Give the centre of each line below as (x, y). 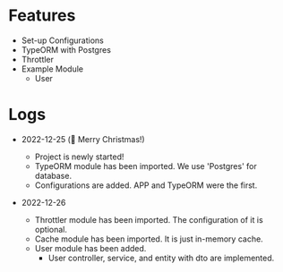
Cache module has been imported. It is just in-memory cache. (149, 239)
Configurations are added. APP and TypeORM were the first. (146, 185)
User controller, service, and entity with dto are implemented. (161, 258)
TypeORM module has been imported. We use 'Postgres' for (146, 166)
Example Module (52, 69)
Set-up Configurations (62, 40)
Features (42, 16)
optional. (51, 229)
